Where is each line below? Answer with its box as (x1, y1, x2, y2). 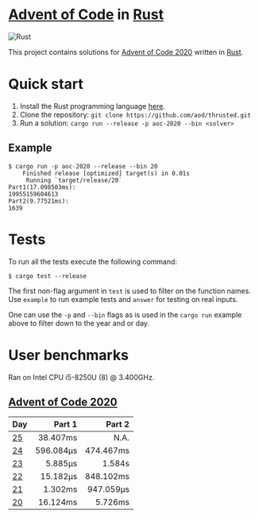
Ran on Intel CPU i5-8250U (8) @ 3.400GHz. (8, 372, 155, 382)
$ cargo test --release (8, 272, 87, 280)
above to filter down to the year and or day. (8, 318, 149, 327)
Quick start (8, 75, 83, 93)
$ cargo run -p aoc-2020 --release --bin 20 (8, 162, 158, 170)
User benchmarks (8, 346, 129, 364)
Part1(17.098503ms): (8, 183, 77, 191)
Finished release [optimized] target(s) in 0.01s (22, 169, 191, 177)
